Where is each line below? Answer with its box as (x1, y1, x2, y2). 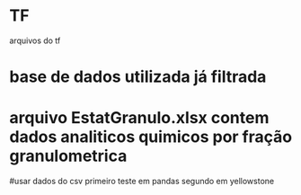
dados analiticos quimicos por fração (9, 127, 293, 147)
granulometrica (9, 146, 128, 166)
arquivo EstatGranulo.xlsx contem (9, 108, 270, 129)
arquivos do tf (9, 35, 61, 46)
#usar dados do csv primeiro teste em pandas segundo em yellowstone (9, 176, 275, 187)
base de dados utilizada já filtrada (9, 66, 267, 87)
